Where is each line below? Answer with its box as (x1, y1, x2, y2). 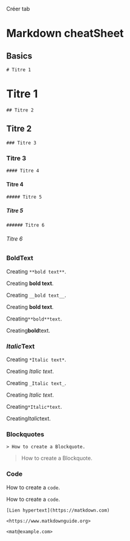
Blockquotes (6, 430, 44, 439)
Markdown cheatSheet (6, 27, 124, 40)
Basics (6, 51, 32, 61)
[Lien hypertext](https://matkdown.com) (6, 507, 111, 514)
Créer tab (6, 5, 30, 12)
